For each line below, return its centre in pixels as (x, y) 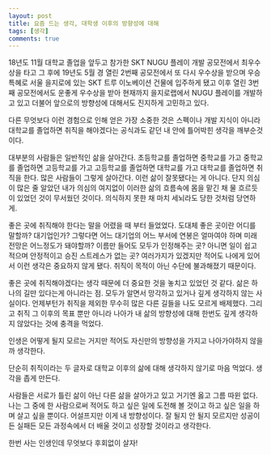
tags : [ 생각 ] (29, 31)
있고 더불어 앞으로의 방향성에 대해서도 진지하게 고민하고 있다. (113, 103)
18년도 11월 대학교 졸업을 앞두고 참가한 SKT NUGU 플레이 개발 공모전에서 (124, 62)
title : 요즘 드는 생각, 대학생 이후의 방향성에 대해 (84, 23)
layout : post (30, 16)
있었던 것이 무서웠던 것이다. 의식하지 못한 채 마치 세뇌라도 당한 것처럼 (125, 198)
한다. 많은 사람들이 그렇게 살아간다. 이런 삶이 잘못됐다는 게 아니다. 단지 (134, 178)
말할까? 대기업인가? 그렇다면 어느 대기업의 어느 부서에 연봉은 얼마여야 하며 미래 (133, 236)
